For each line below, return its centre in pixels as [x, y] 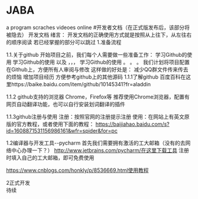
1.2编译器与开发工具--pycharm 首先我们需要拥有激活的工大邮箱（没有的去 [96, 143]
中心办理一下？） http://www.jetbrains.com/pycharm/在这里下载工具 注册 [100, 150]
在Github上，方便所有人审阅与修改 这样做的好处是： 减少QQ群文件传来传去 [97, 69]
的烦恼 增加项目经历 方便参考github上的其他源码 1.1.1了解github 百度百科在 [96, 77]
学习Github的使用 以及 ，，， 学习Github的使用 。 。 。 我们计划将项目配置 [101, 62]
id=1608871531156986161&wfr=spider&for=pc [62, 131]
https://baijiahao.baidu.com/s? [132, 124]
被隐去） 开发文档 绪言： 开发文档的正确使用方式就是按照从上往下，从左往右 [99, 35]
